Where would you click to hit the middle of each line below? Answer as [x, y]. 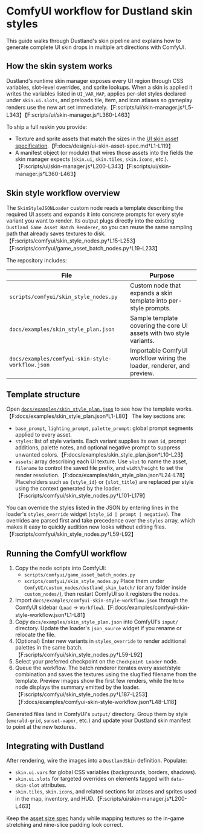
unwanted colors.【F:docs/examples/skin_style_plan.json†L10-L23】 [100, 455]
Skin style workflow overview [63, 193]
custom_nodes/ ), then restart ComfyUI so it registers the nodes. [102, 594]
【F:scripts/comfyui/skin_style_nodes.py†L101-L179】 [82, 496]
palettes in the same [40, 648]
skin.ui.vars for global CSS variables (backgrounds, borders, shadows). [106, 772]
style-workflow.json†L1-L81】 [51, 615]
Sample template [154, 318]
